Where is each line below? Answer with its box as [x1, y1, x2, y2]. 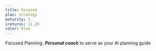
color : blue [5, 26, 30, 31]
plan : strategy [5, 12, 37, 17]
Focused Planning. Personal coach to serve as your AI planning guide [5, 40, 151, 46]
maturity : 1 [5, 17, 30, 22]
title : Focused [5, 7, 37, 13]
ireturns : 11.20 [5, 21, 39, 27]
